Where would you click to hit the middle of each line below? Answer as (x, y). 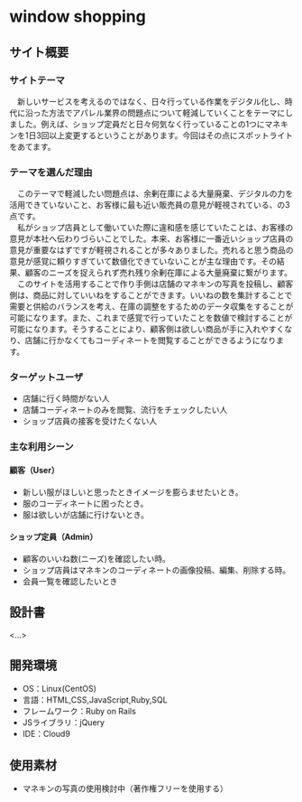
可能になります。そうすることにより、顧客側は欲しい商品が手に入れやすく (147, 329)
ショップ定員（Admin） (54, 537)
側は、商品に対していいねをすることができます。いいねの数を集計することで (151, 295)
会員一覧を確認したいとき (70, 581)
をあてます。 (32, 146)
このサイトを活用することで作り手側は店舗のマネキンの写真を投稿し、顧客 (155, 284)
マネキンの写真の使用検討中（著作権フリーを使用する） (125, 788)
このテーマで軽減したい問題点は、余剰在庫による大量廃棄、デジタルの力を (155, 194)
